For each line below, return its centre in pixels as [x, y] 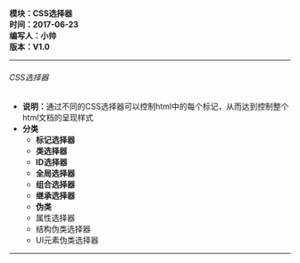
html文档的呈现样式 [58, 118]
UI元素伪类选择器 [67, 240]
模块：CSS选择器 [41, 13]
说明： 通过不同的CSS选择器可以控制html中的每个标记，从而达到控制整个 [155, 107]
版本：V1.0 [30, 47]
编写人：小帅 [33, 36]
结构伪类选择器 [63, 229]
